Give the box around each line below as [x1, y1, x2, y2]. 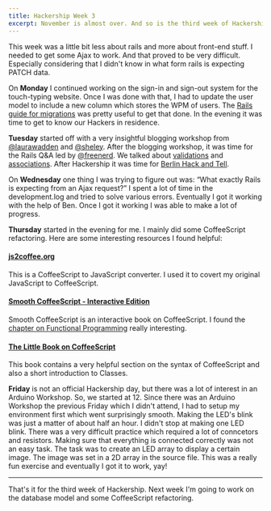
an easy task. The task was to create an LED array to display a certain [8, 444, 240, 454]
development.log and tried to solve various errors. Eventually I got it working [8, 192, 262, 201]
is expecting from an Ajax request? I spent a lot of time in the [8, 183, 214, 192]
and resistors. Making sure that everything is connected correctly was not [8, 436, 254, 446]
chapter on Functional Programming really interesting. [8, 323, 187, 332]
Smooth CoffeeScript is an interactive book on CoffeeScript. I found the [8, 315, 246, 324]
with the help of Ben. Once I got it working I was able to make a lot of [8, 200, 238, 210]
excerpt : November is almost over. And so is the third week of [8, 19, 229, 27]
